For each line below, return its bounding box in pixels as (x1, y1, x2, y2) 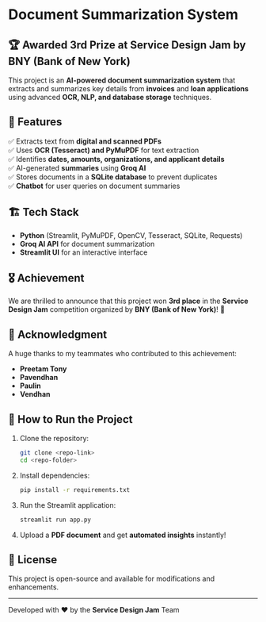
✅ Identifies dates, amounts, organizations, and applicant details (8, 154, 225, 163)
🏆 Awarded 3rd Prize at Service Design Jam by (8, 38, 246, 52)
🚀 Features (8, 115, 63, 129)
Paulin (19, 381, 41, 390)
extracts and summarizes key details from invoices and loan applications (8, 84, 249, 93)
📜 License (8, 553, 58, 566)
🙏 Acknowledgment (8, 328, 108, 341)
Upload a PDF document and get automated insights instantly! (19, 530, 226, 539)
